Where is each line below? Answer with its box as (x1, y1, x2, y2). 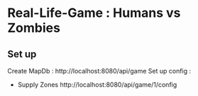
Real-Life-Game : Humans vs (7, 5, 181, 21)
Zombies (7, 20, 60, 36)
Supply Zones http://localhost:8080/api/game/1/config (17, 80, 177, 89)
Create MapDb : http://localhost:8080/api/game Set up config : (7, 67, 192, 75)
